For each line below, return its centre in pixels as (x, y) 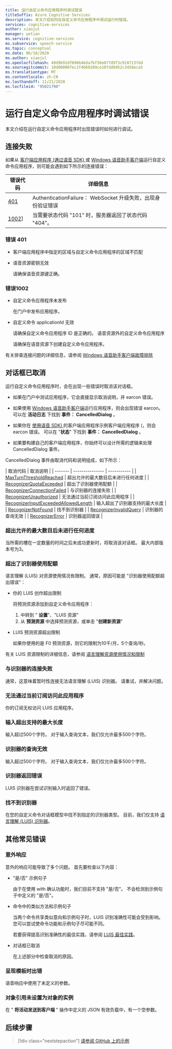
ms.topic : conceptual (28, 48)
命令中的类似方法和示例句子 (42, 906)
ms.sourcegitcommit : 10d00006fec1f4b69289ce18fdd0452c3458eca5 (74, 67)
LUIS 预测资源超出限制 (36, 632)
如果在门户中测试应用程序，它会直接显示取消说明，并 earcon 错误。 (84, 397)
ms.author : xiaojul (26, 58)
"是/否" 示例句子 (30, 878)
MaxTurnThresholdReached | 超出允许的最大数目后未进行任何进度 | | (77, 477)
